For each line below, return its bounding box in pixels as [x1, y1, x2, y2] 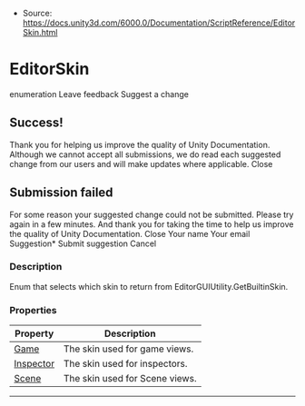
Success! [9, 115, 64, 131]
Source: [22, 8, 53, 18]
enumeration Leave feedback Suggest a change [9, 88, 189, 99]
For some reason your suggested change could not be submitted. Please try [9, 209, 294, 220]
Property [15, 327, 54, 340]
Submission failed [9, 185, 113, 201]
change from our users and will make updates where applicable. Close [9, 158, 273, 169]
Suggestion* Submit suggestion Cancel [9, 238, 157, 249]
